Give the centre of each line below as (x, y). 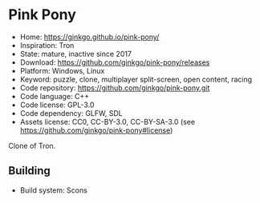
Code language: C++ (55, 96)
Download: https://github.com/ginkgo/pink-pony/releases (115, 62)
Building (29, 171)
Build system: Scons (54, 190)
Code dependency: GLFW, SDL (71, 113)
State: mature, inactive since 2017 (76, 54)
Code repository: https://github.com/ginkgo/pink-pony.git (115, 88)
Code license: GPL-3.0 (57, 105)
